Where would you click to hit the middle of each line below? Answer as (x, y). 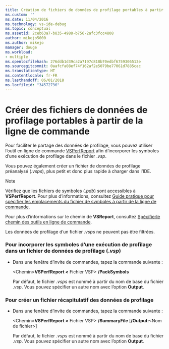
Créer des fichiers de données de (76, 110)
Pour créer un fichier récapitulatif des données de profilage (79, 300)
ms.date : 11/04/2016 (27, 19)
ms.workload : (19, 52)
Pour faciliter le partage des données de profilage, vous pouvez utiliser (79, 145)
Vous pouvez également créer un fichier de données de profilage (73, 166)
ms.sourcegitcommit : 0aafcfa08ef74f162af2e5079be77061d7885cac (73, 66)
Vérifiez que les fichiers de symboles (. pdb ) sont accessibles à (70, 191)
